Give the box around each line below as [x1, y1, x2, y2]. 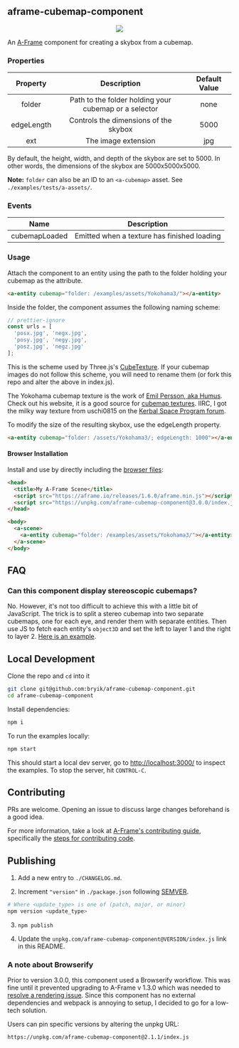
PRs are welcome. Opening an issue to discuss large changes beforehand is [7, 805, 230, 814]
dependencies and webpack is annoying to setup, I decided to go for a [7, 999, 215, 1007]
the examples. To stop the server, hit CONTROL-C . [7, 766, 147, 774]
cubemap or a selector [83, 104, 159, 114]
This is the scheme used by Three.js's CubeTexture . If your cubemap [7, 362, 210, 371]
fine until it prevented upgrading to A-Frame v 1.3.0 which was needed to [7, 983, 221, 992]
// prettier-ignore [7, 317, 65, 324]
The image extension [85, 136, 156, 146]
